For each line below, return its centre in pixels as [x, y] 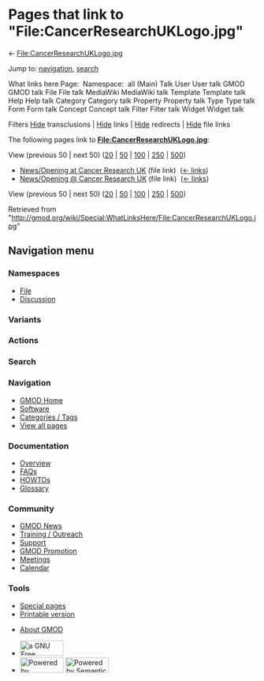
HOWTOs [35, 480]
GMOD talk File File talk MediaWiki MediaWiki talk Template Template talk [127, 92]
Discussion [37, 299]
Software [34, 408]
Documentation [39, 446]
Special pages [43, 605]
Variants [25, 319]
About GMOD [41, 629]
